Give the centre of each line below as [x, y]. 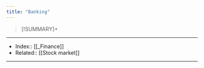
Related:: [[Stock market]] [47, 52]
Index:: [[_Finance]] [39, 46]
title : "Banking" [28, 12]
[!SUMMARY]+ [39, 29]
